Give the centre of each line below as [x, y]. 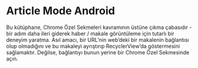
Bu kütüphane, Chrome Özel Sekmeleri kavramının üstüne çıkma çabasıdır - [99, 27]
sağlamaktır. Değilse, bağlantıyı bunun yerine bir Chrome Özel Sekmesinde [98, 52]
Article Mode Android [61, 11]
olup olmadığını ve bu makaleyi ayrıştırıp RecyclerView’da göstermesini [93, 46]
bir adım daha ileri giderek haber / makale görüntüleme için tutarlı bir [90, 33]
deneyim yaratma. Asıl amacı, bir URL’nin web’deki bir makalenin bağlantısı [98, 40]
